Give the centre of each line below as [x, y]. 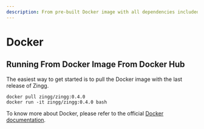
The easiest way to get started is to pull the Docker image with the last [94, 79]
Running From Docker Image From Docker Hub [96, 64]
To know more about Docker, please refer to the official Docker [85, 113]
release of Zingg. [28, 85]
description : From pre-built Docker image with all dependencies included [103, 12]
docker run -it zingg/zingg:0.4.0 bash [57, 102]
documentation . [26, 120]
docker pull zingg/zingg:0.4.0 [46, 97]
